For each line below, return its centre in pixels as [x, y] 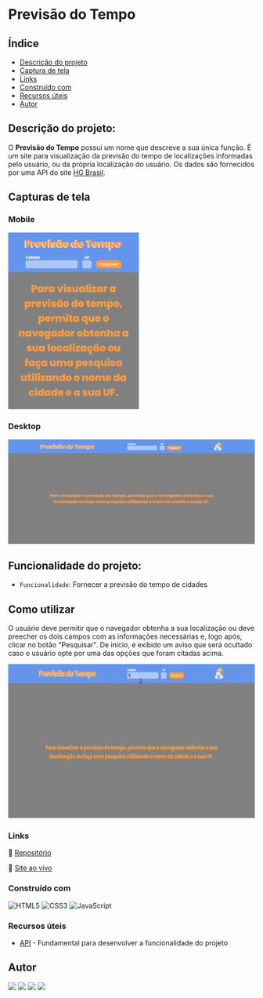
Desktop [25, 427]
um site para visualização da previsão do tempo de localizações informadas [130, 155]
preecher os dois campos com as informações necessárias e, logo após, [125, 636]
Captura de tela [44, 71]
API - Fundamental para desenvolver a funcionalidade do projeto [124, 943]
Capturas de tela [49, 197]
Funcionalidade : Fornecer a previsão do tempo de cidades [113, 585]
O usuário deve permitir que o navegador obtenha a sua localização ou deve [131, 628]
